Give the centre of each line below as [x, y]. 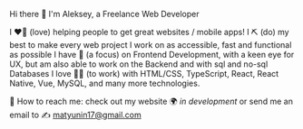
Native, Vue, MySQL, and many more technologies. [105, 83]
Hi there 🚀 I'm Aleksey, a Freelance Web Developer [104, 14]
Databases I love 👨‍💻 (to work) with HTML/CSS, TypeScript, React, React [144, 74]
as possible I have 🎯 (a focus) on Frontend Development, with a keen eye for [152, 55]
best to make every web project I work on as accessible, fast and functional [151, 45]
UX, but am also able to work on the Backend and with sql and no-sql [139, 64]
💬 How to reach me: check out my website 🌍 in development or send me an [151, 101]
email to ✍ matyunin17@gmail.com [76, 115]
